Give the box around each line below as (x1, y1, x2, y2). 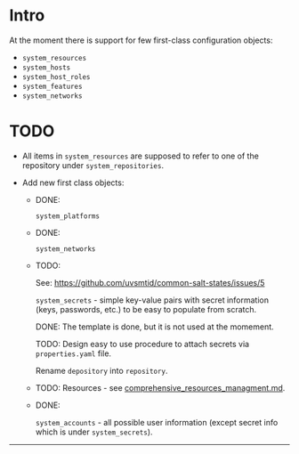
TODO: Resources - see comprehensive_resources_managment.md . (35, 382, 286, 393)
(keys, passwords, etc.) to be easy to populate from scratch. (35, 304, 257, 314)
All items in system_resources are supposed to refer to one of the (21, 150, 260, 161)
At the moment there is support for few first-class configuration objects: (9, 35, 273, 45)
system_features (21, 82, 83, 91)
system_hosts (21, 63, 71, 72)
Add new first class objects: (21, 177, 125, 188)
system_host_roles (21, 72, 91, 81)
